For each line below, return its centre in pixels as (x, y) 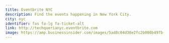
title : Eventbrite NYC (29, 10)
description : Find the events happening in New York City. (68, 14)
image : (12, 33)
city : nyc (16, 19)
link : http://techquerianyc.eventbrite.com (52, 28)
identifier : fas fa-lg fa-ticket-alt (45, 23)
